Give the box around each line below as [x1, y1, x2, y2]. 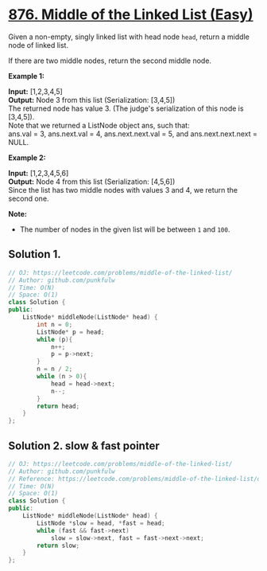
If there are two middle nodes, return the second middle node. [8, 56, 212, 65]
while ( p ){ [37, 335, 73, 343]
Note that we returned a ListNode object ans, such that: [8, 120, 190, 130]
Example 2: [8, 153, 46, 162]
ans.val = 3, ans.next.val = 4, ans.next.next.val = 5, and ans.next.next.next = [8, 129, 258, 139]
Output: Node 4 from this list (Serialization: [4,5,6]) [8, 177, 176, 186]
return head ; [37, 402, 80, 410]
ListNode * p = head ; [37, 328, 105, 336]
